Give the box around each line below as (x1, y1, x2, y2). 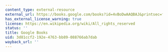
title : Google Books (5, 30, 48, 35)
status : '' (5, 26, 28, 31)
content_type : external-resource (5, 7, 75, 12)
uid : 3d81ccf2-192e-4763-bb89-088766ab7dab (5, 35, 97, 40)
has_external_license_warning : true (5, 16, 81, 21)
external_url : (5, 12, 35, 17)
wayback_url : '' (5, 40, 39, 45)
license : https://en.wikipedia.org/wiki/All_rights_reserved (5, 21, 135, 26)
